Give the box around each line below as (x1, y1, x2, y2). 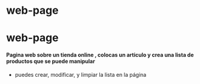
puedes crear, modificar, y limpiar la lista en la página (14, 71, 147, 78)
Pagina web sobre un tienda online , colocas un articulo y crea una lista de (6, 51, 194, 58)
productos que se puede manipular (6, 58, 95, 65)
